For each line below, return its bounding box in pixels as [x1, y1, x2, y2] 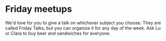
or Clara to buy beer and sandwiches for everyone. [5, 30, 111, 36]
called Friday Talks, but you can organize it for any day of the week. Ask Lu [5, 25, 161, 31]
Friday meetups [5, 3, 72, 15]
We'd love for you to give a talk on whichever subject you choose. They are [5, 20, 161, 26]
